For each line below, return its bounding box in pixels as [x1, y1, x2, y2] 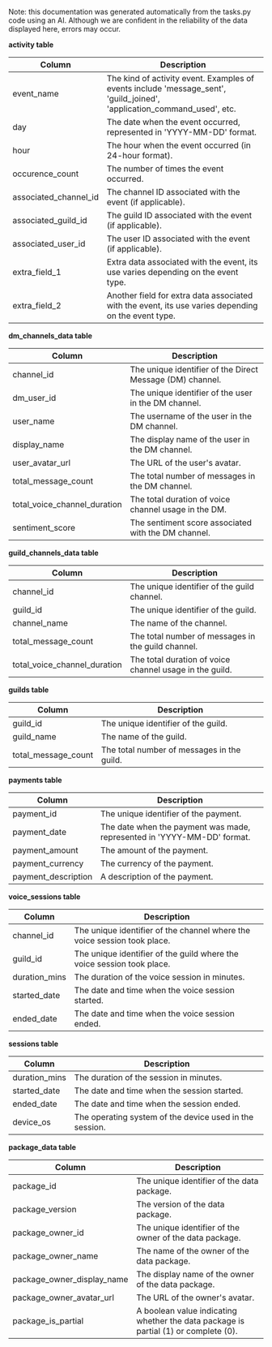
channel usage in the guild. [130, 665, 232, 675]
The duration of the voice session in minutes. [74, 971, 245, 983]
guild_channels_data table [8, 548, 99, 557]
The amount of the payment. [100, 845, 209, 855]
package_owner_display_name [12, 1274, 129, 1285]
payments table [8, 775, 62, 785]
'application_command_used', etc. [106, 103, 236, 114]
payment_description [12, 871, 93, 882]
